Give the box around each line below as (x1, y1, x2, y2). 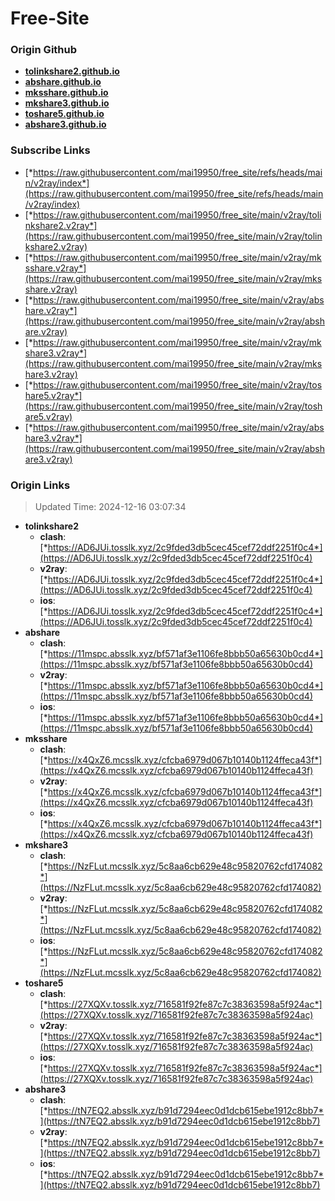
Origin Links (10, 478, 71, 492)
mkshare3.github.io (24, 97, 110, 109)
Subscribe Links (10, 143, 91, 157)
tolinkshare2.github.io (24, 65, 120, 77)
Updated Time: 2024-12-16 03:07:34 (34, 501, 187, 513)
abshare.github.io (24, 76, 102, 88)
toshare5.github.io (24, 108, 105, 120)
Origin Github (10, 43, 78, 57)
